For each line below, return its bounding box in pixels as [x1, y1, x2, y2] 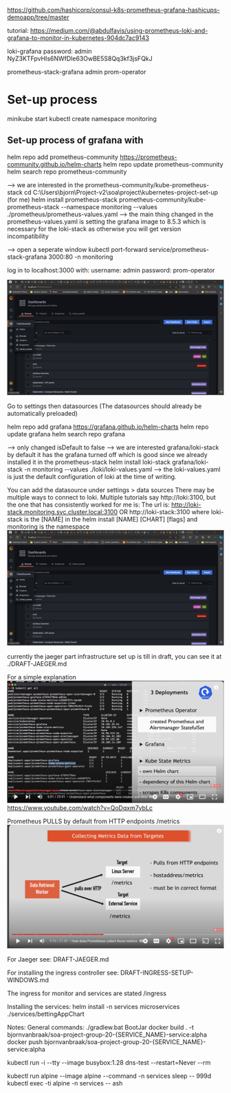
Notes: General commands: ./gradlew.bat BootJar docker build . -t [7, 1023, 195, 1032]
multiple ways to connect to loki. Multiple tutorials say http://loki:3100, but [7, 493, 217, 501]
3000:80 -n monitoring [47, 253, 113, 261]
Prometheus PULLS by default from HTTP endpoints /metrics [7, 817, 180, 825]
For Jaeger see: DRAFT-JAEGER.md [7, 955, 109, 964]
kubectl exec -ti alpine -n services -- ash [7, 1079, 123, 1087]
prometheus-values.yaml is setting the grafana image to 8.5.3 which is [7, 217, 206, 226]
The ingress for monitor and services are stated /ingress [7, 989, 167, 997]
